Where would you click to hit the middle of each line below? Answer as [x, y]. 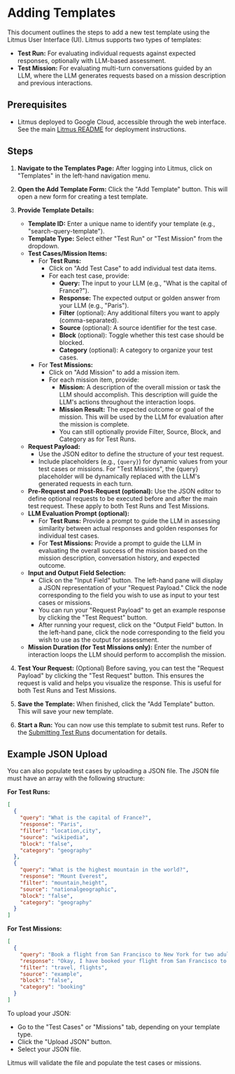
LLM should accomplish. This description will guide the [138, 394]
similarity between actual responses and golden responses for [128, 528]
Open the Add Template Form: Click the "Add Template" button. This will [122, 189]
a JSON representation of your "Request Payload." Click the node [133, 587]
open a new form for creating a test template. [83, 196]
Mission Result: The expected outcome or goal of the [137, 409]
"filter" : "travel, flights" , [64, 967]
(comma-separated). [89, 320]
